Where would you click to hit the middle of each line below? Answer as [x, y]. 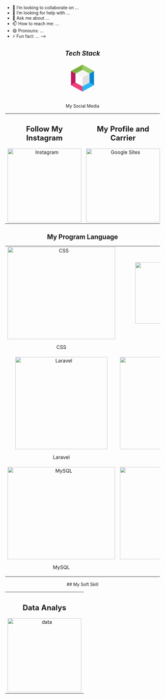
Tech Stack [82, 53]
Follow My [44, 129]
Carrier [123, 138]
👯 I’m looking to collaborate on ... [45, 8]
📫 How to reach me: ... [36, 24]
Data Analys [44, 608]
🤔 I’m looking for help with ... [41, 13]
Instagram [44, 138]
